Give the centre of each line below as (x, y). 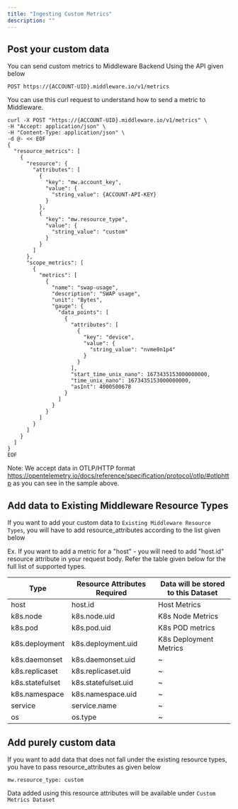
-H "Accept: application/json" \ (57, 127)
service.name (94, 706)
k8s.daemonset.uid (104, 660)
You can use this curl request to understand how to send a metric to (107, 100)
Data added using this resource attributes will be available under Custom (112, 793)
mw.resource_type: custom (45, 780)
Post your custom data (58, 49)
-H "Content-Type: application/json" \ (66, 133)
